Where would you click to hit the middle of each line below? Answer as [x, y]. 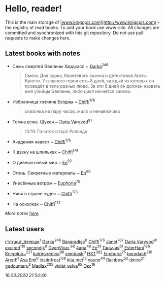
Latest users [25, 229]
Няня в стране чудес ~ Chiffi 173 [45, 193]
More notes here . [23, 213]
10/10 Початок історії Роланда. [56, 131]
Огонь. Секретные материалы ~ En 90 [51, 172]
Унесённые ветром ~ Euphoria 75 [46, 183]
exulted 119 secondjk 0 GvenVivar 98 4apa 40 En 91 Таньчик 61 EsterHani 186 [78, 247]
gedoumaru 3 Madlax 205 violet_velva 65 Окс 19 [50, 265]
